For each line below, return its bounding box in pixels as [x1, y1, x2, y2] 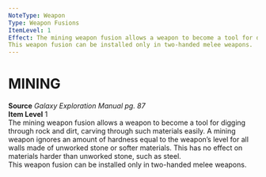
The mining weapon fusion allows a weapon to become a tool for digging [8, 118, 246, 127]
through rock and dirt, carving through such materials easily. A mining [8, 126, 236, 136]
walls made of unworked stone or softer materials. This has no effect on [8, 143, 243, 153]
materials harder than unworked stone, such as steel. [8, 152, 182, 161]
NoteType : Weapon [8, 11, 66, 20]
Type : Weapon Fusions [8, 19, 80, 27]
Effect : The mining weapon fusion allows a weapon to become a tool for [8, 33, 253, 42]
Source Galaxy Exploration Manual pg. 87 [8, 101, 146, 111]
